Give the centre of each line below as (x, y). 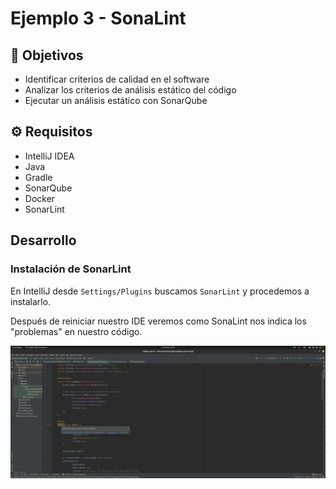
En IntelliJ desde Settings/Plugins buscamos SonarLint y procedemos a (160, 291)
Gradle (38, 177)
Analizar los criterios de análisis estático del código (130, 90)
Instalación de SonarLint (71, 269)
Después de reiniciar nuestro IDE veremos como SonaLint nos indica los (158, 321)
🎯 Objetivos (47, 55)
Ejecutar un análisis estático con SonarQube (116, 100)
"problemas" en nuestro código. (76, 331)
